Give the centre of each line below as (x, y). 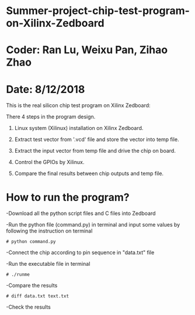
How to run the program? (68, 197)
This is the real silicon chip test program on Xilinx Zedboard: (78, 105)
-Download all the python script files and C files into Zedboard (81, 213)
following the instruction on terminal (49, 231)
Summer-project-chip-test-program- (98, 11)
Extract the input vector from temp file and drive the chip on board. (95, 151)
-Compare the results (32, 286)
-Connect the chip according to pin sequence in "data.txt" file (80, 252)
